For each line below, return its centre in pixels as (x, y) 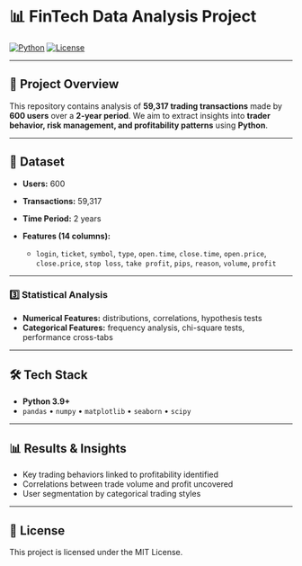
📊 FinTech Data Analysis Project (133, 17)
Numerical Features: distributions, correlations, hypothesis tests (142, 318)
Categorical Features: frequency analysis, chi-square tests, (133, 328)
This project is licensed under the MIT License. (96, 553)
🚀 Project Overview (64, 84)
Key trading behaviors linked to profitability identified (120, 475)
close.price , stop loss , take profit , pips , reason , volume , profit (156, 263)
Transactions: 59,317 (62, 201)
